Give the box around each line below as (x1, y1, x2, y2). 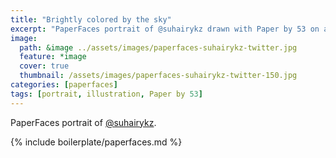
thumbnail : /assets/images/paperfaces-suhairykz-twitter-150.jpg (19, 71, 298, 81)
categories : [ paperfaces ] (10, 80, 118, 90)
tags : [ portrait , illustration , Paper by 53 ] (10, 89, 203, 99)
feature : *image (19, 52, 87, 62)
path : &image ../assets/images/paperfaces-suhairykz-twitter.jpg (19, 42, 298, 53)
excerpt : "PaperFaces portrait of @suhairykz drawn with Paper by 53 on (10, 24, 320, 34)
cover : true (19, 61, 70, 71)
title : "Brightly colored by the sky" (10, 14, 172, 25)
